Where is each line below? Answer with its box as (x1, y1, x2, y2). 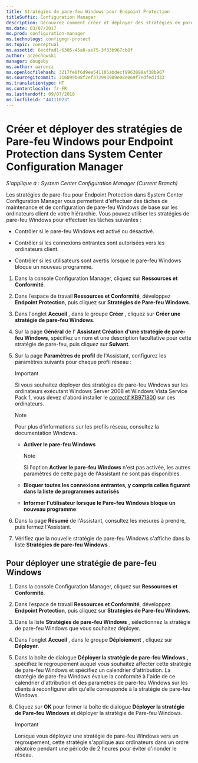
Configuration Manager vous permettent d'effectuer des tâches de (6, 197, 168, 204)
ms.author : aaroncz (6, 63, 54, 70)
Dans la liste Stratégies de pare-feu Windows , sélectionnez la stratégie (14, 619, 191, 626)
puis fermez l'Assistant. (14, 523, 72, 530)
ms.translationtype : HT (6, 81, 65, 86)
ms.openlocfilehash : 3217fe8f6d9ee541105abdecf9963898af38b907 (6, 69, 165, 75)
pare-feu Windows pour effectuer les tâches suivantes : (6, 216, 141, 223)
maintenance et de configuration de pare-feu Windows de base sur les (6, 204, 178, 211)
